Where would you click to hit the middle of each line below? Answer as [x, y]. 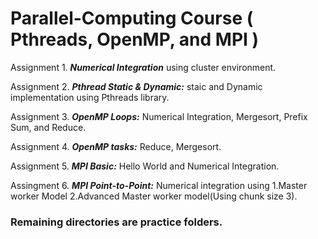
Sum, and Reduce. [48, 127]
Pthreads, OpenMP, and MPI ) [135, 39]
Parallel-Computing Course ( [132, 18]
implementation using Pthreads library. [90, 97]
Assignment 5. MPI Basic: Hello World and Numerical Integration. [145, 166]
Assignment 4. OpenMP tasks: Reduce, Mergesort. [116, 146]
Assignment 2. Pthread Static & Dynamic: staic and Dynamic [136, 86]
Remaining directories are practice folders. [116, 222]
